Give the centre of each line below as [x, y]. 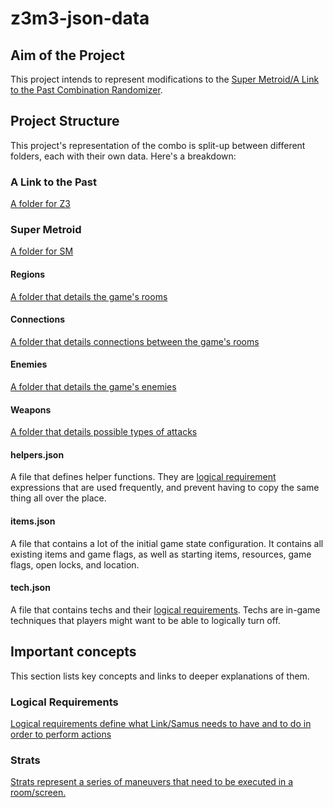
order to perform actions [61, 734]
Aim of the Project [67, 55]
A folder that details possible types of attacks [104, 432]
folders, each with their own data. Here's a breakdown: [123, 156]
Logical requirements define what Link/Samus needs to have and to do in [161, 723]
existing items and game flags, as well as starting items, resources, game [161, 554]
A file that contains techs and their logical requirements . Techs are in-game [165, 609]
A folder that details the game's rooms [89, 296]
